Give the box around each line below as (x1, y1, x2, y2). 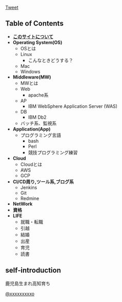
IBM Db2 (28, 114, 47, 120)
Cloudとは (20, 161, 43, 167)
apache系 (28, 92, 49, 98)
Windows (20, 68, 40, 74)
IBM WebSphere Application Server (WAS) (28, 103, 118, 109)
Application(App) (12, 126, 51, 132)
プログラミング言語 (20, 132, 62, 138)
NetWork (12, 200, 33, 207)
